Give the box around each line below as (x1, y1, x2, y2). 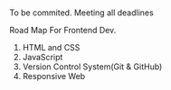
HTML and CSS (22, 42, 81, 53)
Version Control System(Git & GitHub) (22, 61, 163, 72)
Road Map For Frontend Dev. (9, 25, 117, 36)
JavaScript (22, 52, 63, 63)
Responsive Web (22, 71, 86, 82)
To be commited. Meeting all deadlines (9, 7, 154, 18)
